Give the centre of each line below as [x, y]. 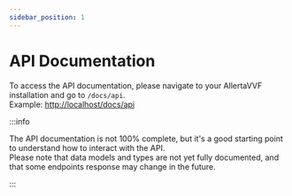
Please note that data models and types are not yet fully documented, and [144, 157]
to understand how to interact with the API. [87, 147]
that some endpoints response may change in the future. [113, 166]
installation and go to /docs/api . [67, 94]
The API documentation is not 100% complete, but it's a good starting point [146, 139]
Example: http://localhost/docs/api [72, 104]
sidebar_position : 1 [47, 17]
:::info [19, 121]
